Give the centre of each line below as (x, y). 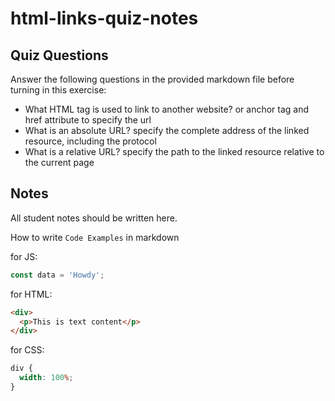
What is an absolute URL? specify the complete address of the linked (167, 130)
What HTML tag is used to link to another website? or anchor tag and (167, 109)
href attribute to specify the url (88, 120)
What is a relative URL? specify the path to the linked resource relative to (174, 151)
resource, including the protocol (90, 141)
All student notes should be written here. (94, 218)
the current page (59, 162)
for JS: (24, 256)
